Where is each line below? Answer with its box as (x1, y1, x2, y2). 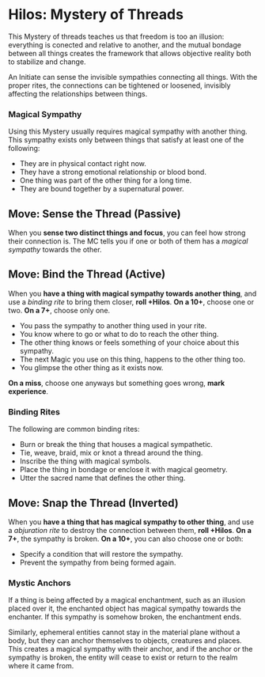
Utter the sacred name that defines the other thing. (19, 473, 186, 483)
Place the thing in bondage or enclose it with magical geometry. (19, 465, 228, 475)
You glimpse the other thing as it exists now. (19, 362, 164, 373)
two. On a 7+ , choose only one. (8, 305, 111, 315)
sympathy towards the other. (8, 245, 102, 255)
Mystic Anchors (8, 577, 71, 588)
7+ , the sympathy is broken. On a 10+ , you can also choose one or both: (8, 534, 244, 543)
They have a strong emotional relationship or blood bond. (19, 168, 207, 177)
